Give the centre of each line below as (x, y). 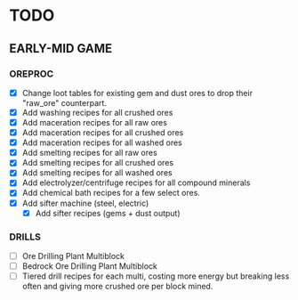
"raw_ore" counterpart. (64, 102)
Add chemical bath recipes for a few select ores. (111, 193)
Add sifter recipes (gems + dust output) (108, 213)
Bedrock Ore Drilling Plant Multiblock (89, 266)
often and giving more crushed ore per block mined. (117, 287)
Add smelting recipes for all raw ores (89, 153)
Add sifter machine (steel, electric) (85, 203)
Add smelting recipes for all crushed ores (98, 163)
